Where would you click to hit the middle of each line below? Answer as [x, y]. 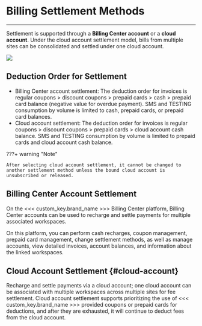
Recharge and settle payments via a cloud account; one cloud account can [99, 286]
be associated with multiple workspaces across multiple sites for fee [91, 292]
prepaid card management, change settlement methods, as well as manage [99, 239]
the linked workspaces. [35, 252]
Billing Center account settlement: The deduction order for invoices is [101, 91]
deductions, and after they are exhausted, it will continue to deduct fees [95, 311]
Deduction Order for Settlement [67, 77]
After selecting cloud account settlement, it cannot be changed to [94, 165]
